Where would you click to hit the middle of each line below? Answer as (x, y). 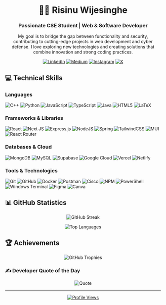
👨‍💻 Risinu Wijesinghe (83, 10)
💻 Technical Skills (34, 78)
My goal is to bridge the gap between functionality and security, (83, 36)
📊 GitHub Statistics (36, 203)
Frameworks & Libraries (34, 118)
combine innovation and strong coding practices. (83, 52)
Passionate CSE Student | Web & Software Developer (83, 26)
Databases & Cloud (28, 147)
